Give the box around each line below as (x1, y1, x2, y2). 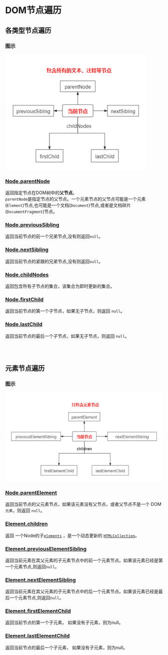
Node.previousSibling (5, 221, 59, 228)
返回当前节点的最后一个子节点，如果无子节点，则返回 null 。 (5, 333, 129, 339)
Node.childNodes (5, 271, 49, 278)
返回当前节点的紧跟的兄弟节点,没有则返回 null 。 (5, 258, 103, 264)
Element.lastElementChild (5, 632, 70, 639)
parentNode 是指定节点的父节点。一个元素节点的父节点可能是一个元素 (5, 196, 146, 202)
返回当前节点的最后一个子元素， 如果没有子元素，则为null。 (5, 644, 128, 650)
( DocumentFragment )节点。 (5, 209, 57, 215)
